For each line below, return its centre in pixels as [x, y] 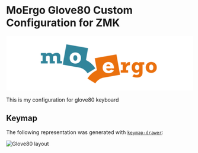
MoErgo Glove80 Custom [69, 10]
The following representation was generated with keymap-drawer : [85, 132]
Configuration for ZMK [63, 23]
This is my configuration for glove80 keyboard [63, 100]
